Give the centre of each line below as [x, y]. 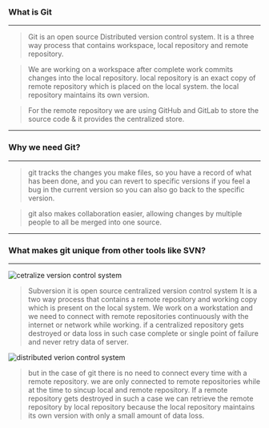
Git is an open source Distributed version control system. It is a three [141, 37]
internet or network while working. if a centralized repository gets [136, 325]
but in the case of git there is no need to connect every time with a [137, 373]
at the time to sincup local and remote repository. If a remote [128, 390]
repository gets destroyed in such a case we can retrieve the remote [141, 398]
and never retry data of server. [78, 341]
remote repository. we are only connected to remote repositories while [144, 381]
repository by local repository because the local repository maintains [141, 406]
